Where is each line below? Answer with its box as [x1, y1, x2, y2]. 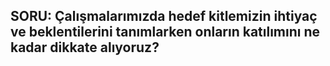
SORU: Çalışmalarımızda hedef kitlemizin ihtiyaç [10, 8, 318, 25]
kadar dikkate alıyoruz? [10, 39, 160, 56]
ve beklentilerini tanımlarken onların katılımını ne [10, 24, 321, 41]
